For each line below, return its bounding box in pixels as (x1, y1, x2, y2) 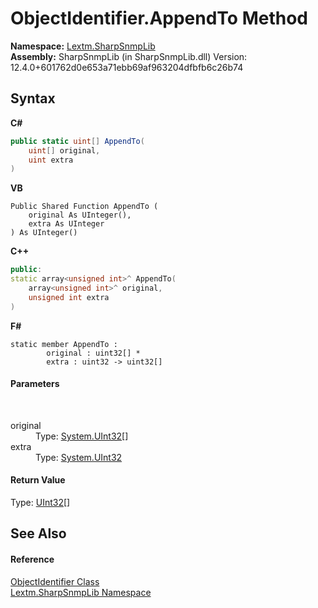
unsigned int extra (28, 292, 110, 302)
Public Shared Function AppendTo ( (10, 202, 159, 212)
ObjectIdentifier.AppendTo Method (10, 7, 309, 30)
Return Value (10, 474, 66, 486)
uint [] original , (28, 145, 101, 156)
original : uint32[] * (46, 348, 141, 358)
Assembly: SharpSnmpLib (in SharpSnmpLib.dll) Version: (10, 50, 248, 62)
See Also (10, 525, 67, 542)
